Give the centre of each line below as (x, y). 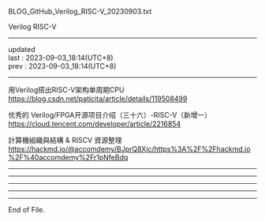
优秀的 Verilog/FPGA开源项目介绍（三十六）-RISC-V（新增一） (110, 115)
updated (22, 49)
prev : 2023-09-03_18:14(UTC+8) (62, 66)
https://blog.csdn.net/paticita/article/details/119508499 (98, 99)
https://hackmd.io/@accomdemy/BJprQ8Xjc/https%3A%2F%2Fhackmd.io (129, 149)
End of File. (26, 210)
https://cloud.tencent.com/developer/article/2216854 (95, 124)
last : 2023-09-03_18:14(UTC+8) (61, 58)
